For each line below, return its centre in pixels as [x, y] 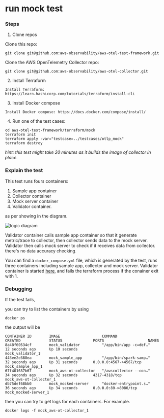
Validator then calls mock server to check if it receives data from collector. [80, 245]
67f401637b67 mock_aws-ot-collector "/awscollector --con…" [78, 371]
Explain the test [24, 171]
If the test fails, [20, 300]
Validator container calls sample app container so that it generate [71, 235]
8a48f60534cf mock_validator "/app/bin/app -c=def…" [78, 345]
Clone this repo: [21, 44]
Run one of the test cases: [39, 121]
